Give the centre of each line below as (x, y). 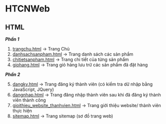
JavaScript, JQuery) (33, 89)
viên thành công (29, 100)
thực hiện (22, 111)
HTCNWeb (27, 9)
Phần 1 (12, 39)
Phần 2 (13, 74)
